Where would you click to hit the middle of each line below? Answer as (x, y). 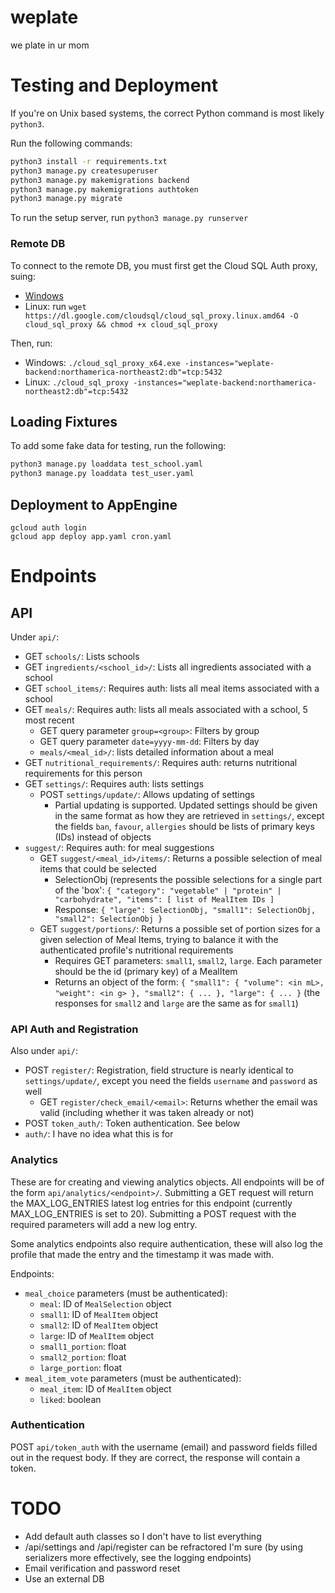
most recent (49, 720)
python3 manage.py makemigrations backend (100, 180)
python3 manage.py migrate (66, 199)
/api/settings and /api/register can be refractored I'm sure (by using (163, 1547)
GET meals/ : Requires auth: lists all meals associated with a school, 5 (166, 709)
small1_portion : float (83, 1346)
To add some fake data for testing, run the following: (118, 446)
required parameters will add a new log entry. (104, 1224)
